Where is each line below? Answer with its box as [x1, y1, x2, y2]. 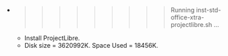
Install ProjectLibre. [24, 34, 80, 42]
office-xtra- [170, 13, 204, 21]
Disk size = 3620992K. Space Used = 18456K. [24, 41, 159, 49]
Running [170, 6, 195, 14]
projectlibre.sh [170, 21, 213, 28]
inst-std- [195, 6, 222, 14]
